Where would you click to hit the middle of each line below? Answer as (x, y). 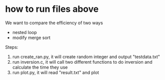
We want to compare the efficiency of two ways (54, 23)
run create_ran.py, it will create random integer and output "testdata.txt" (86, 57)
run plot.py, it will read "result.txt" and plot (56, 72)
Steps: (12, 47)
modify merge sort (31, 38)
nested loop (25, 32)
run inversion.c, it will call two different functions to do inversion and (82, 62)
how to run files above (52, 9)
